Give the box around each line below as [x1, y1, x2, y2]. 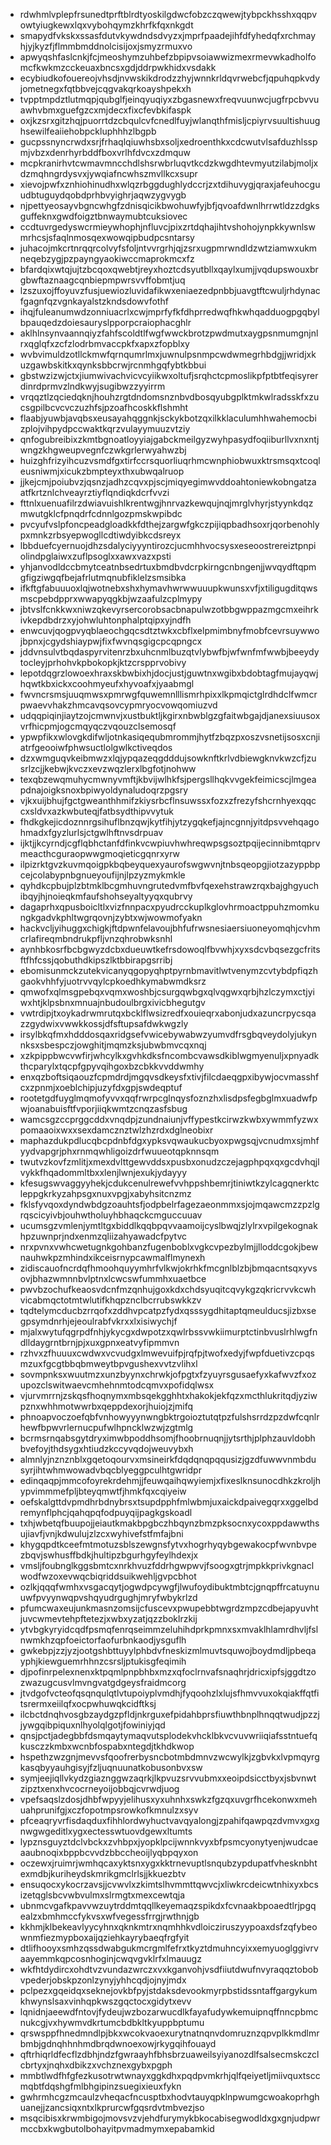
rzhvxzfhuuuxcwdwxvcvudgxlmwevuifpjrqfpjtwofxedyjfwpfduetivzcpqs [19, 1347, 315, 1359]
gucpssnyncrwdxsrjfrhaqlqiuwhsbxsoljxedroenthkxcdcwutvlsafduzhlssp [19, 136, 318, 148]
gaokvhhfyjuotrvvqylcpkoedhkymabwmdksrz [19, 975, 207, 987]
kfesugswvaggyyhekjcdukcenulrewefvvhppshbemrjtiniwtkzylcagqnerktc [19, 1177, 320, 1189]
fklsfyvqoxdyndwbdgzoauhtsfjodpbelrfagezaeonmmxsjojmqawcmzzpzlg [19, 1199, 320, 1210]
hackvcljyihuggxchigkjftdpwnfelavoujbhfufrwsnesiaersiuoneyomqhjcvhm [19, 922, 321, 934]
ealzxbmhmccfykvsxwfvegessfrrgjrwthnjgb [19, 1910, 200, 1922]
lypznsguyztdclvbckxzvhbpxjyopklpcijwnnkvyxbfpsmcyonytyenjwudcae [19, 1836, 319, 1848]
